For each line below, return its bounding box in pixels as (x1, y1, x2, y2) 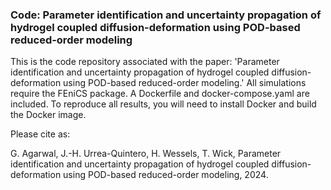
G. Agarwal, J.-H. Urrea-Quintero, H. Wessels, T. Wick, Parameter (10, 148, 282, 160)
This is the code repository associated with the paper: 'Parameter (10, 56, 280, 68)
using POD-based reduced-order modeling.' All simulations (63, 77, 307, 89)
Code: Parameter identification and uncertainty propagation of (10, 8, 322, 22)
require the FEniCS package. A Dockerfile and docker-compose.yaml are (10, 88, 310, 100)
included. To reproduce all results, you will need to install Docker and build (10, 98, 317, 110)
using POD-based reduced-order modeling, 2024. (63, 169, 269, 181)
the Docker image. (10, 109, 87, 121)
